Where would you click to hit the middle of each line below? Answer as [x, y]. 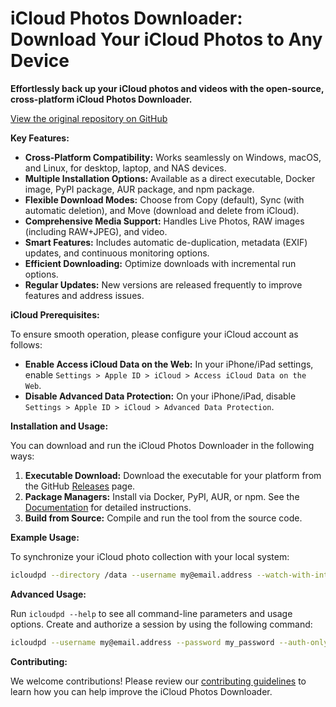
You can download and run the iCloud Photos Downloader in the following [162, 445]
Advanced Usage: [48, 594]
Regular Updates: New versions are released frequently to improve [163, 284]
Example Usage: [45, 537]
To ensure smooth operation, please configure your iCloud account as [154, 334]
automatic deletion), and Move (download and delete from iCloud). [162, 210]
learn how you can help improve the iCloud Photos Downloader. [141, 691]
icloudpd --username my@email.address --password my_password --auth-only [169, 642]
